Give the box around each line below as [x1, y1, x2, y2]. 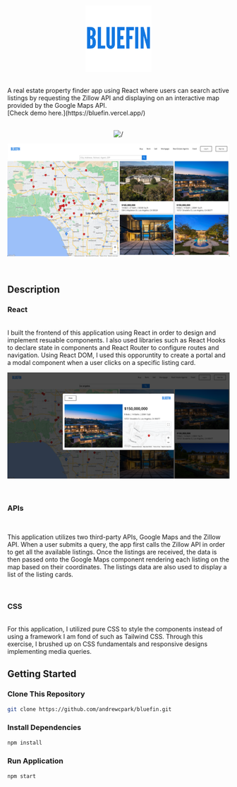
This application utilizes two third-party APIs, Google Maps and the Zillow [7, 533, 221, 541]
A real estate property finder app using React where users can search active [7, 87, 229, 94]
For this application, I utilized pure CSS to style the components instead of [7, 625, 223, 633]
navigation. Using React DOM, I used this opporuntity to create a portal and [7, 351, 226, 359]
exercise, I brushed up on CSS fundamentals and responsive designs [7, 640, 208, 648]
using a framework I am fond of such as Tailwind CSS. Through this [7, 633, 203, 641]
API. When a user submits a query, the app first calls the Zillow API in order [7, 540, 226, 549]
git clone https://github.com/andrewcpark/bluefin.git [7, 706, 172, 713]
